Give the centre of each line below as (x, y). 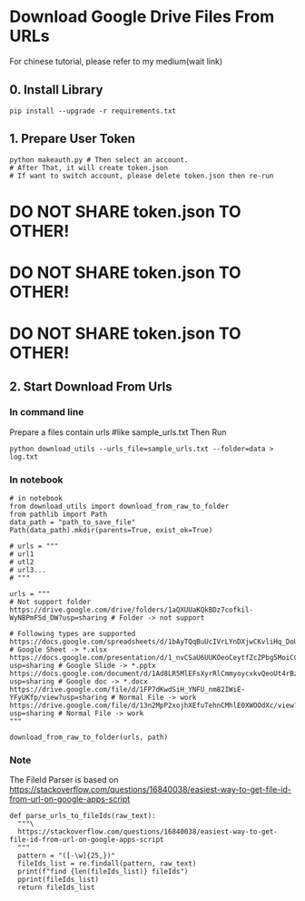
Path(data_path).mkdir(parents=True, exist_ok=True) (111, 531)
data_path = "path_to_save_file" (73, 522)
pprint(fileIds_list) (59, 880)
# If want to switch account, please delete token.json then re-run (142, 176)
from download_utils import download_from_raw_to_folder (119, 507)
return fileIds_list (56, 888)
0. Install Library (56, 90)
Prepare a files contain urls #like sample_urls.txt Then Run (118, 432)
